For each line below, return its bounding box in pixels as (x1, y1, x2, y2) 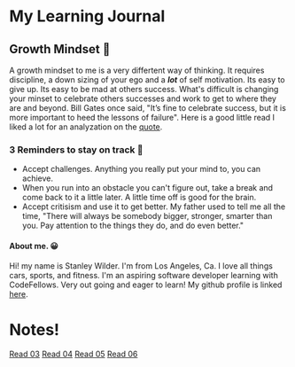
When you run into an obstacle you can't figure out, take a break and (21, 183, 273, 193)
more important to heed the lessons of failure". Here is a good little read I (9, 113, 276, 122)
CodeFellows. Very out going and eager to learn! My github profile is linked (9, 279, 283, 290)
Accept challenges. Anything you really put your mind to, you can (21, 164, 261, 175)
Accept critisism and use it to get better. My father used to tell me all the (21, 201, 286, 212)
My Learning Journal (9, 6, 166, 27)
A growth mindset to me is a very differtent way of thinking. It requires (9, 65, 265, 75)
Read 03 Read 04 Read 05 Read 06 (9, 348, 138, 360)
